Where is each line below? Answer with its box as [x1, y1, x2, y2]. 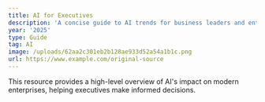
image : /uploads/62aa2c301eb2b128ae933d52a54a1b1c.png [8, 48, 192, 56]
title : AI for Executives [8, 11, 93, 20]
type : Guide [8, 33, 47, 42]
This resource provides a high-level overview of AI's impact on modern [8, 76, 239, 86]
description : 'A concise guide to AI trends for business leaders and [8, 19, 245, 27]
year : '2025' [8, 26, 51, 34]
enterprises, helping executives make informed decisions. [8, 85, 196, 94]
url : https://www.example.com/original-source [8, 56, 164, 64]
